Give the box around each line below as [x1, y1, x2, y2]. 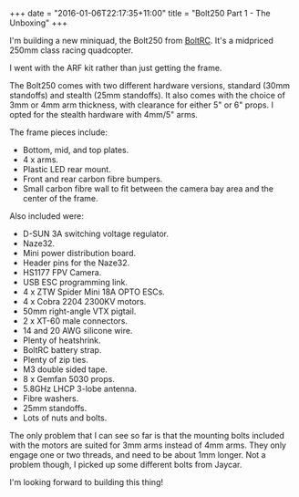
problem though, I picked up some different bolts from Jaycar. [9, 460, 242, 470]
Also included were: [9, 211, 84, 222]
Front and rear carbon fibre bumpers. [22, 173, 163, 184]
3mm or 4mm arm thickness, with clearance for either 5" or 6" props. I [9, 99, 273, 110]
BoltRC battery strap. [22, 345, 102, 355]
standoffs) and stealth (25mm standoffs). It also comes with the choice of [9, 90, 285, 100]
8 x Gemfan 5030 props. [22, 374, 116, 384]
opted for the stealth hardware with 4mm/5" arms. [9, 109, 199, 119]
